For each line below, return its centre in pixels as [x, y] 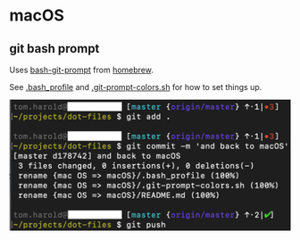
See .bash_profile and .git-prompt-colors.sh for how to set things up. [136, 87]
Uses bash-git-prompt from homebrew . [81, 70]
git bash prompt [54, 49]
